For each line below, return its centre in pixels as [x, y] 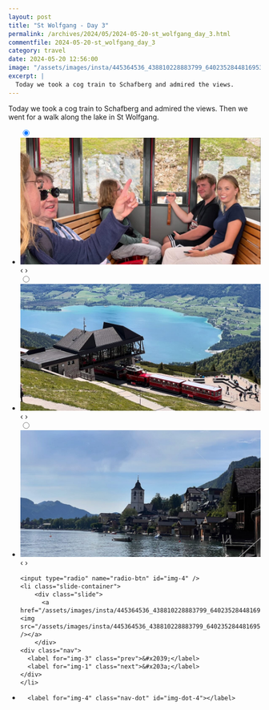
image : [19, 68]
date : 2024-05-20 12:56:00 [53, 59]
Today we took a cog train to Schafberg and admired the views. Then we [128, 108]
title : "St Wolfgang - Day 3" [59, 25]
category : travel [37, 51]
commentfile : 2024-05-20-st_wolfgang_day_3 [82, 42]
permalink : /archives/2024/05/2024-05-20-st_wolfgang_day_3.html [119, 34]
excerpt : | [26, 76]
